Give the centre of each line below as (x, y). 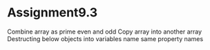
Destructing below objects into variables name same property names (105, 38)
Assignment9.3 (52, 13)
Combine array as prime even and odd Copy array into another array (105, 32)
